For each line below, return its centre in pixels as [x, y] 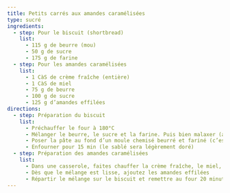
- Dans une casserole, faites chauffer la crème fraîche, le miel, [124, 166]
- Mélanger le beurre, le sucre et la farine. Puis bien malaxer [120, 134]
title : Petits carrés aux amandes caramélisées [76, 13]
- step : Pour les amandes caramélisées [70, 64]
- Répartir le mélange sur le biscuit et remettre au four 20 [116, 179]
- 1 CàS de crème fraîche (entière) [77, 77]
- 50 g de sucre [48, 52]
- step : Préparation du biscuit [60, 115]
